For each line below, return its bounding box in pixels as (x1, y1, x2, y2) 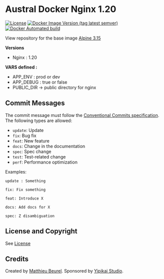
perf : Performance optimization (12, 159, 77, 165)
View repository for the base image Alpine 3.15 (5, 35, 101, 41)
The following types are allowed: (5, 117, 72, 123)
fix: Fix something (5, 187, 46, 192)
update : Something (5, 178, 46, 183)
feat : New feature (12, 137, 50, 143)
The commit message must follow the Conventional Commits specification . (5, 112, 159, 118)
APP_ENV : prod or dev (12, 73, 60, 79)
